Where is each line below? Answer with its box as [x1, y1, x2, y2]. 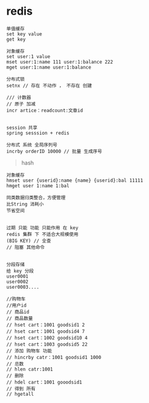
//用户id [6, 302, 27, 308]
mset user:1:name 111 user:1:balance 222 [6, 59, 114, 65]
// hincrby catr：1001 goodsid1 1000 [6, 354, 102, 360]
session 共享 [6, 124, 38, 131]
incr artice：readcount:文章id [6, 107, 84, 114]
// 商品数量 [6, 315, 34, 322]
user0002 [6, 278, 29, 285]
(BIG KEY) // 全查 [6, 237, 51, 244]
